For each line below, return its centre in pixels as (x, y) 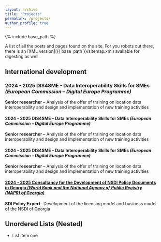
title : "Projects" (23, 14)
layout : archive (21, 9)
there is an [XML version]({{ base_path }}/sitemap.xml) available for (72, 51)
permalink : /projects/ (28, 18)
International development (46, 71)
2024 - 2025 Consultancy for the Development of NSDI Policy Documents (80, 182)
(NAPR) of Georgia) (25, 193)
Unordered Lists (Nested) (44, 224)
